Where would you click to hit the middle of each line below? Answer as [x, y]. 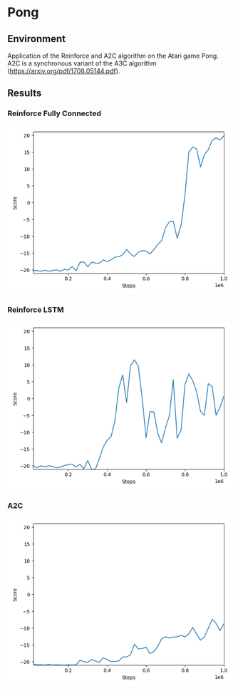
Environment [37, 39]
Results [25, 93]
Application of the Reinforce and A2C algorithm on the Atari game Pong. [113, 56]
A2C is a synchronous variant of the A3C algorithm [82, 63]
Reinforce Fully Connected [55, 113]
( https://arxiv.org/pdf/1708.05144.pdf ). [64, 71]
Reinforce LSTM [36, 309]
